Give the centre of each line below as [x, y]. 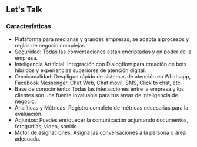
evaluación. [29, 114]
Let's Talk [24, 10]
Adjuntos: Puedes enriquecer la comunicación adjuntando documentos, [101, 120]
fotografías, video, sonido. [46, 126]
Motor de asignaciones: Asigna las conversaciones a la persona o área [100, 132]
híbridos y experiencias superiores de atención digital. [80, 70]
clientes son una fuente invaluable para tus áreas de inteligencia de [96, 95]
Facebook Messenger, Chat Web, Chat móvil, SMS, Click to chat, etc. [98, 83]
